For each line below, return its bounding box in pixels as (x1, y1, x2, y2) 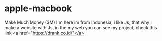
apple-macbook (4, 3, 72, 14)
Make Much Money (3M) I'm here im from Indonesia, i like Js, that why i (4, 19, 152, 25)
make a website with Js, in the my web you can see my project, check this (4, 24, 157, 30)
